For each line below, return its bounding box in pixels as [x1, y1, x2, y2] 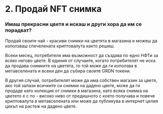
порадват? [5, 27, 32, 34]
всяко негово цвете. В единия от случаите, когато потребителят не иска [5, 57, 156, 64]
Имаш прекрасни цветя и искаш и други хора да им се [5, 21, 142, 28]
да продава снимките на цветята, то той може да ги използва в [5, 63, 137, 69]
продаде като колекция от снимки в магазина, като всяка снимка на [5, 88, 148, 94]
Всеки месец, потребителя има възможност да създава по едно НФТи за [5, 53, 158, 58]
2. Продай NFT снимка [5, 3, 102, 15]
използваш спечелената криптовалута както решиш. [5, 43, 115, 49]
